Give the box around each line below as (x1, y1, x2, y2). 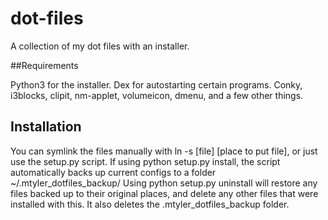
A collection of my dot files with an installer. (10, 40, 190, 52)
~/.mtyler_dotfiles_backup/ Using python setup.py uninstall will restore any (10, 177, 318, 189)
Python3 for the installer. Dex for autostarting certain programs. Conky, (10, 78, 303, 91)
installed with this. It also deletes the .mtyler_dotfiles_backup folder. (10, 198, 290, 210)
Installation (10, 118, 82, 136)
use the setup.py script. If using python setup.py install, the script (10, 155, 281, 167)
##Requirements (10, 59, 79, 71)
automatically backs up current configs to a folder (10, 166, 217, 178)
